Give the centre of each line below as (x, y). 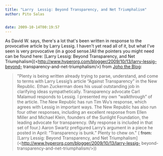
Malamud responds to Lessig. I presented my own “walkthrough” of (84, 97)
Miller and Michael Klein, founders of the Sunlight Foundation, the (82, 118)
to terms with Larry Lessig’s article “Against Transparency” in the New (87, 81)
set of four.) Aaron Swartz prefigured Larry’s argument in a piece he (85, 128)
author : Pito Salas (25, 14)
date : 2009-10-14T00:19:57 (32, 27)
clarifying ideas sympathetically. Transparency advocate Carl (78, 92)
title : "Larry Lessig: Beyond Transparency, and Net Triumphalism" (76, 9)
